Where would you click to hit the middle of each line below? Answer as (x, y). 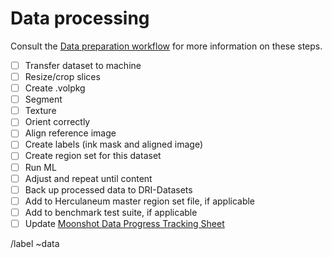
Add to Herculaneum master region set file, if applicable (140, 201)
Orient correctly (57, 122)
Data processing (80, 18)
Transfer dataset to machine (83, 65)
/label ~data (35, 243)
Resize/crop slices (62, 76)
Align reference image (70, 133)
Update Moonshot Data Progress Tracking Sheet (124, 223)
